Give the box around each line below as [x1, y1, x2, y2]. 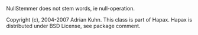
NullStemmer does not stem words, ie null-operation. [6, 5, 135, 12]
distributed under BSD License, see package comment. [6, 23, 141, 29]
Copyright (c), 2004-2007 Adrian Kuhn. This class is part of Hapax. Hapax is [6, 16, 193, 23]
